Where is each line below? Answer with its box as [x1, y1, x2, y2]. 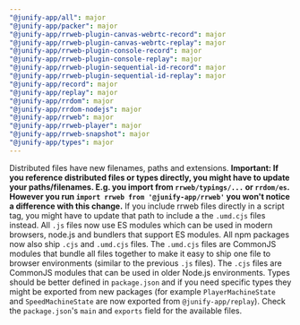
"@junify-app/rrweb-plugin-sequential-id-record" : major [9, 64, 227, 73]
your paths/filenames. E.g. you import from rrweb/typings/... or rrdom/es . [9, 181, 290, 192]
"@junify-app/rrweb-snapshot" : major [9, 130, 150, 139]
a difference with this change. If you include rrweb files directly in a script [9, 201, 285, 211]
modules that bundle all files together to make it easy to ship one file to [9, 248, 271, 259]
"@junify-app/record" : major [9, 80, 118, 89]
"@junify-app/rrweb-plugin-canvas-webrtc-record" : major [9, 30, 227, 38]
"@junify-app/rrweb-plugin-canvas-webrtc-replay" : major [9, 38, 227, 47]
